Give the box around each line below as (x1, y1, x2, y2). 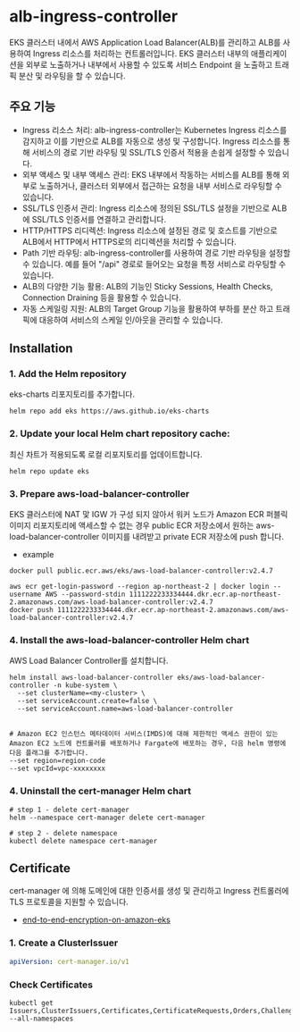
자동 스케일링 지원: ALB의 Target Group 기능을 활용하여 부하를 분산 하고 (21, 303, 274, 314)
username (9, 590, 42, 600)
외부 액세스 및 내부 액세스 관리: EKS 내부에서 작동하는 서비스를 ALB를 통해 (21, 169, 281, 180)
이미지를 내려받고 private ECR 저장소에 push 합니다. (101, 532, 284, 542)
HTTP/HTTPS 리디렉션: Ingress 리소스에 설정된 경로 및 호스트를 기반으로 (21, 225, 279, 236)
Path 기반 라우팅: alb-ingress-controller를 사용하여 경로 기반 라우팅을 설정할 (21, 248, 291, 258)
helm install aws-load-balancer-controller (9, 673, 174, 683)
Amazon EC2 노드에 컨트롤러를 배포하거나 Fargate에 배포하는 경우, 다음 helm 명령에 (9, 739, 287, 748)
